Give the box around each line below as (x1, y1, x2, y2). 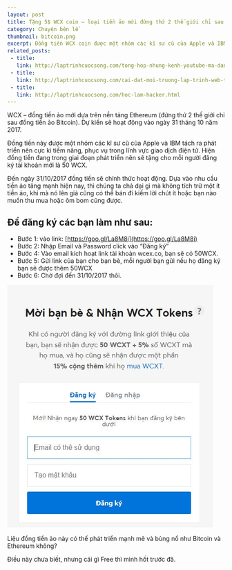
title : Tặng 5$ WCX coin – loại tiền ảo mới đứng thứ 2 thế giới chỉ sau (7, 18, 224, 26)
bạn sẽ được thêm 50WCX (17, 264, 93, 273)
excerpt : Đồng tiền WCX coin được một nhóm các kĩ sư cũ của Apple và (7, 40, 215, 48)
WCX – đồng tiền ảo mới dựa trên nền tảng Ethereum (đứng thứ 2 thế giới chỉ (7, 111, 225, 119)
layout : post (7, 11, 45, 18)
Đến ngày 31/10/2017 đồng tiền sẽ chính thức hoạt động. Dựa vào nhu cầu (7, 175, 217, 183)
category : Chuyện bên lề (7, 26, 79, 32)
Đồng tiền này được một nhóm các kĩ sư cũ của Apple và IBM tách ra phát (7, 139, 217, 148)
